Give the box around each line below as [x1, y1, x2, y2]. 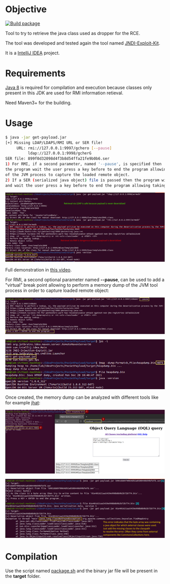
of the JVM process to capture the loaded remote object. [5, 172, 130, 177]
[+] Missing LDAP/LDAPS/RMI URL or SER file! [5, 140, 103, 145]
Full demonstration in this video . [5, 266, 72, 272]
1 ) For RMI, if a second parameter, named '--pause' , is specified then [5, 161, 162, 167]
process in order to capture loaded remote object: [5, 287, 109, 293]
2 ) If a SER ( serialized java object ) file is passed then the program [5, 178, 159, 183]
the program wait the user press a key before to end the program [5, 167, 148, 172]
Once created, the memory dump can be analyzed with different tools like [5, 394, 159, 400]
